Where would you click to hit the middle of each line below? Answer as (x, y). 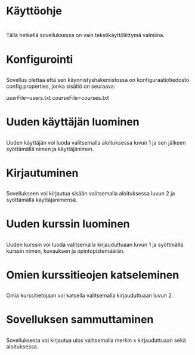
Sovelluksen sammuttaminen (80, 319)
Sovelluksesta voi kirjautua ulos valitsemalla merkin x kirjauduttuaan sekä (96, 340)
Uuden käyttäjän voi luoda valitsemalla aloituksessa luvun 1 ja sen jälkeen (96, 142)
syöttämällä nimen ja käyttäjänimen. (50, 149)
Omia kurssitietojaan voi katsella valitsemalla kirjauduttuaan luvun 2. (90, 296)
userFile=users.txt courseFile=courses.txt (58, 97)
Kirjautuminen (42, 173)
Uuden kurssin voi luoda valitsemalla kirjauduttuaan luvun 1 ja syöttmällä (95, 244)
